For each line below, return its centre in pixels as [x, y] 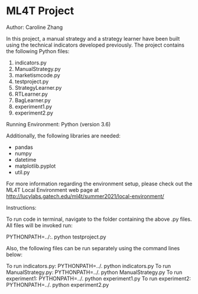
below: [14, 254]
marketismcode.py [37, 75]
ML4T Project [40, 11]
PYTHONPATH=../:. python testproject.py [56, 237]
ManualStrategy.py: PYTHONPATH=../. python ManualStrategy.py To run [94, 272]
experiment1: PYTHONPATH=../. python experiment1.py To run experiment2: [98, 278]
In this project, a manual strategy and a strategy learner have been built [93, 38]
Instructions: [21, 207]
